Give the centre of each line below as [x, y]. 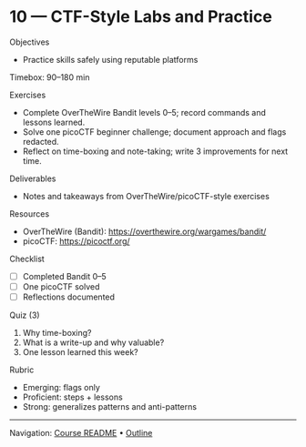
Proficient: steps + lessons [72, 397]
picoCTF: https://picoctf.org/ [76, 241]
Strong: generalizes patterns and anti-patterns [110, 407]
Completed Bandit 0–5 [64, 276]
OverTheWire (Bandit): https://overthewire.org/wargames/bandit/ [144, 231]
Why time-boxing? [57, 333]
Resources [30, 213]
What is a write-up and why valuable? [93, 342]
